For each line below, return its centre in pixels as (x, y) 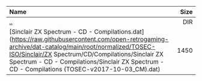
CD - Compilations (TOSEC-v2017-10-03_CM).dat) (85, 69)
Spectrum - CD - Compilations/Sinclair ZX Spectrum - (87, 61)
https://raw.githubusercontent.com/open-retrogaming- (90, 39)
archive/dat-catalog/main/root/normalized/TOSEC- (82, 46)
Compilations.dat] (119, 31)
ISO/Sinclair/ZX (31, 54)
